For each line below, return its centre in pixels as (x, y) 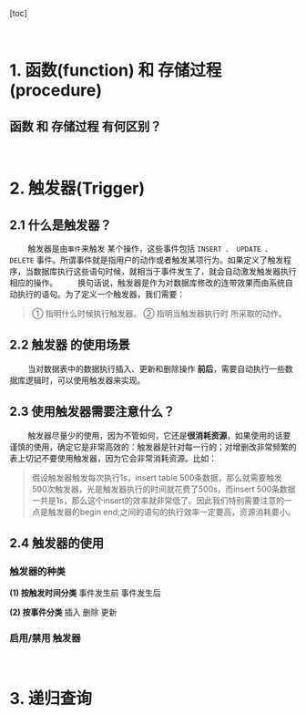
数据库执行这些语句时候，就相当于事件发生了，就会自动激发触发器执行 (165, 271)
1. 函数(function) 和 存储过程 (116, 71)
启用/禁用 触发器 (45, 638)
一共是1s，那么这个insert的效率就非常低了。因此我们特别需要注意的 (158, 500)
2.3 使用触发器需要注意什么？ (92, 412)
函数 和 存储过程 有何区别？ (86, 126)
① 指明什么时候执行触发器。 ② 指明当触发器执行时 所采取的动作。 (159, 313)
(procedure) (56, 91)
